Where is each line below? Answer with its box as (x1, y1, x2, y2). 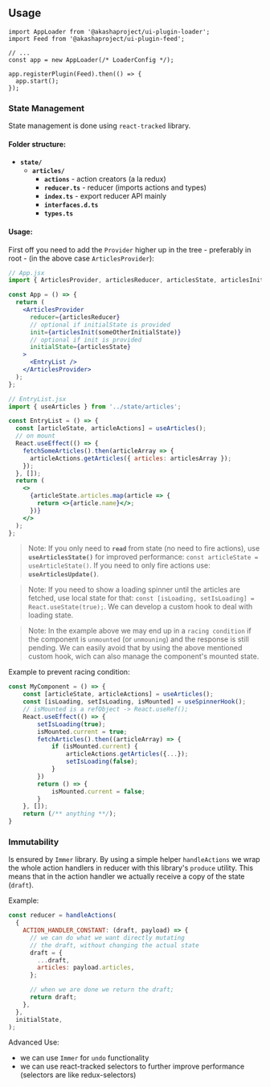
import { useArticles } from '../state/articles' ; (8, 402, 182, 411)
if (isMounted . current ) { (51, 743, 138, 751)
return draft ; (29, 993, 78, 1002)
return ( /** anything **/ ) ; (22, 810, 117, 818)
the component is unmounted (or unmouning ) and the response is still (27, 634, 249, 644)
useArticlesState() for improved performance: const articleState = (27, 552, 259, 562)
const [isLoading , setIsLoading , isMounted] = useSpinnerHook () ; (22, 698, 247, 706)
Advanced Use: (8, 1037, 59, 1048)
